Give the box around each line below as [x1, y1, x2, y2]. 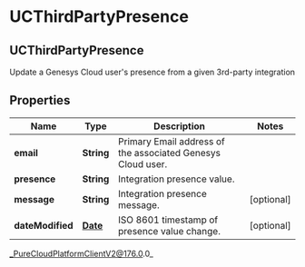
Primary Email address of [117, 134, 225, 147]
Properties [9, 93, 71, 108]
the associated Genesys [117, 146, 221, 159]
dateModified [14, 219, 74, 232]
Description [153, 120, 206, 133]
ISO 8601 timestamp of [117, 213, 219, 226]
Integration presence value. [117, 173, 235, 185]
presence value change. [117, 224, 221, 237]
